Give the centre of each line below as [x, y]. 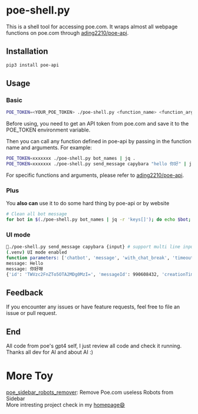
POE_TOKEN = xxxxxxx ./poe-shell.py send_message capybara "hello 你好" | [96, 164]
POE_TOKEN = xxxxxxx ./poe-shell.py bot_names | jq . [71, 159]
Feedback [25, 293]
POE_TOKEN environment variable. [48, 130]
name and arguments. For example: [49, 147]
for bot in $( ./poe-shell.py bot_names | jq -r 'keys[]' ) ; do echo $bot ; [99, 220]
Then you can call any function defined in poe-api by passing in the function [99, 142]
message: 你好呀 [25, 269]
